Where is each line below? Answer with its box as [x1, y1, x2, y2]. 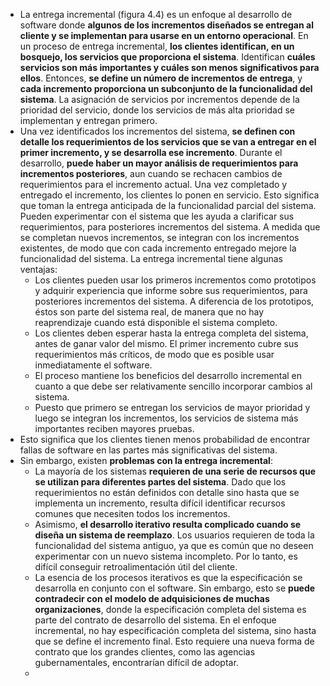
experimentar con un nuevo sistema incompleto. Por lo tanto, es [34, 550, 298, 562]
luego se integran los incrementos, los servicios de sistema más [34, 412, 299, 424]
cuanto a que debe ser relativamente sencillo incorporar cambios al [34, 380, 313, 392]
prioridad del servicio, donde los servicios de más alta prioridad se [19, 104, 295, 116]
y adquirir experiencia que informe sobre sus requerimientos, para [34, 285, 308, 296]
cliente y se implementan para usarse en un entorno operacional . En [19, 30, 309, 41]
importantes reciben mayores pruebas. [34, 423, 195, 434]
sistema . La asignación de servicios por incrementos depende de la [19, 94, 300, 105]
